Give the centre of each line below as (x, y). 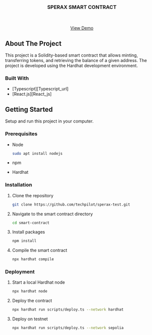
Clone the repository (33, 195)
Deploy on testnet (30, 319)
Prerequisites (21, 134)
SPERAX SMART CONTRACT (82, 7)
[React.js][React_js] (32, 94)
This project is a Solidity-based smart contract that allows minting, (71, 55)
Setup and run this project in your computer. (49, 121)
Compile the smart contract (39, 251)
